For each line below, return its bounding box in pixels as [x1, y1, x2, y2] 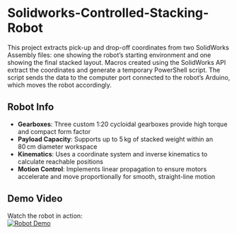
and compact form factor [17, 127, 91, 135]
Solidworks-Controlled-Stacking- [7, 5, 209, 21]
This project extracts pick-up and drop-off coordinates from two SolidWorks [7, 43, 230, 51]
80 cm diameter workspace [17, 142, 98, 151]
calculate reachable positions [17, 157, 104, 166]
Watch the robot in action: [7, 211, 83, 220]
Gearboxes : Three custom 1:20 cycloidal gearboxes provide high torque [17, 120, 228, 128]
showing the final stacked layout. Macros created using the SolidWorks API [7, 58, 226, 66]
